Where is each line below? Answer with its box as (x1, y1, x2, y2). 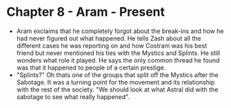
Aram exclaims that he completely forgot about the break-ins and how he (16, 27, 224, 35)
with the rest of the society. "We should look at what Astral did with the (16, 85, 219, 94)
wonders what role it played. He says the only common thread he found (16, 56, 220, 64)
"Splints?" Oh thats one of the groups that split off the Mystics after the (16, 70, 219, 79)
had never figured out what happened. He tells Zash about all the (16, 34, 201, 42)
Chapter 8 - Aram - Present (6, 4, 165, 20)
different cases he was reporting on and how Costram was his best (16, 41, 208, 50)
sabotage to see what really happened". (16, 92, 130, 100)
